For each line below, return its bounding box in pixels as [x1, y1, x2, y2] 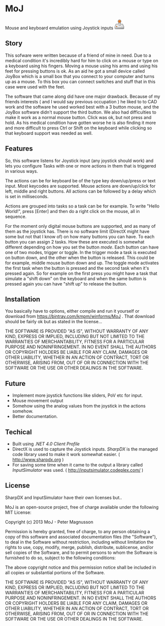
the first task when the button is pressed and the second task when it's [5, 265, 149, 271]
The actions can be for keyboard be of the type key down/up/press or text [5, 177, 156, 183]
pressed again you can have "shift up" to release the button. [5, 281, 127, 287]
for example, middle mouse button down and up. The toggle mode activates [5, 260, 159, 266]
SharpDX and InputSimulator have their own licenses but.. [5, 495, 122, 501]
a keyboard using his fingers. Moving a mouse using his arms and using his [5, 63, 158, 69]
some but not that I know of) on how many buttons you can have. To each [5, 233, 155, 240]
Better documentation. [12, 414, 58, 419]
